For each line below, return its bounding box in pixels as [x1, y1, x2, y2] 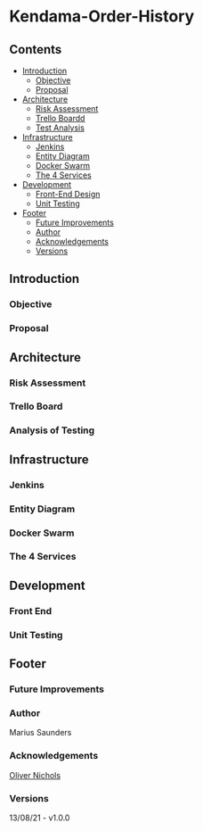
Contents [9, 42, 62, 57]
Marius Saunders [9, 727, 72, 738]
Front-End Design [35, 189, 101, 199]
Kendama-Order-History [9, 6, 195, 27]
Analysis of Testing [9, 424, 95, 436]
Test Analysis [35, 122, 85, 133]
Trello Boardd [35, 113, 85, 123]
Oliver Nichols [9, 769, 61, 780]
